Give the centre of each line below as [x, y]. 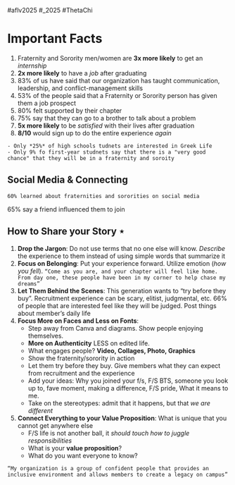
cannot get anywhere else [55, 425]
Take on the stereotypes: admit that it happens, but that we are [119, 403]
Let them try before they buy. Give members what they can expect [124, 365]
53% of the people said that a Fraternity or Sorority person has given [118, 95]
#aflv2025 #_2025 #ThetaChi [50, 10]
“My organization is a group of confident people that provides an [108, 468]
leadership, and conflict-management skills [80, 88]
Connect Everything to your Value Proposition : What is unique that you [122, 418]
